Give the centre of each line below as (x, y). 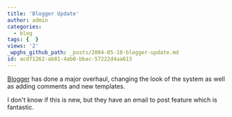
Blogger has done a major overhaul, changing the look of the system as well (116, 79)
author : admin (28, 20)
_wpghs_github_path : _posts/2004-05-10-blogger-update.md (93, 53)
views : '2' (23, 46)
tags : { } (23, 40)
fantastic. (21, 107)
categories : (24, 26)
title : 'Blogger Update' (43, 14)
